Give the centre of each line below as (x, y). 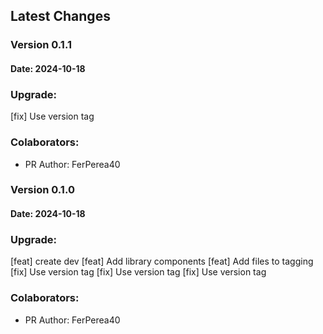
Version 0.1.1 (41, 45)
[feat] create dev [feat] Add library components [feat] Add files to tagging (162, 261)
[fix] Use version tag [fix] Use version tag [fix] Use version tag (138, 272)
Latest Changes (60, 16)
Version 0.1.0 (42, 190)
